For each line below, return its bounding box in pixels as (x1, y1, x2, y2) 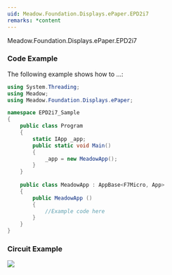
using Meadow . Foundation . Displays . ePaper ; (7, 97, 133, 104)
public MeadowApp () (32, 195, 93, 202)
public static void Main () (32, 142, 112, 149)
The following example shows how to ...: (7, 70, 124, 78)
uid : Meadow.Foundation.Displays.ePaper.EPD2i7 (7, 10, 150, 18)
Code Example (7, 54, 58, 63)
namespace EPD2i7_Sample (7, 109, 80, 116)
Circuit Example (7, 244, 63, 254)
